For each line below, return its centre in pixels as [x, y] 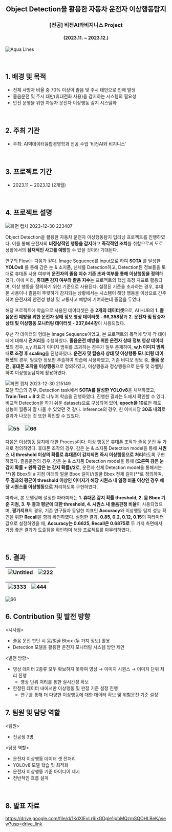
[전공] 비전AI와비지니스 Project [86, 25]
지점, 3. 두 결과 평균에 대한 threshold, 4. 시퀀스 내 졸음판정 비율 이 [76, 504]
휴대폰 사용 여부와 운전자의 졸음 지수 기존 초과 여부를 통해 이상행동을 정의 [87, 274]
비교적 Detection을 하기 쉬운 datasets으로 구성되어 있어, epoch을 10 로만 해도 [83, 403]
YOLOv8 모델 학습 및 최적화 [41, 765]
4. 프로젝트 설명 [29, 213]
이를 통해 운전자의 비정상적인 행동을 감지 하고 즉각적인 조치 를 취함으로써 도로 [88, 243]
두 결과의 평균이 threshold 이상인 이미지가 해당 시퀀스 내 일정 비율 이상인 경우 [82, 480]
